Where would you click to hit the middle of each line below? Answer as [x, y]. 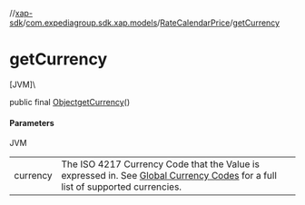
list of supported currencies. [122, 187]
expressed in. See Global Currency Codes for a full [169, 176]
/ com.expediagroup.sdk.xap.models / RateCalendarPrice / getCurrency [151, 23]
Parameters [32, 122]
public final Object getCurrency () [70, 102]
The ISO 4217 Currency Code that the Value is [161, 164]
